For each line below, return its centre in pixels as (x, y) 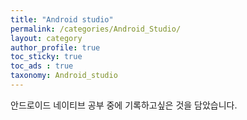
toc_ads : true (42, 66)
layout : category (46, 38)
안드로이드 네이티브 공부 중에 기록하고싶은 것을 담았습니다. (124, 105)
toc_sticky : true (46, 57)
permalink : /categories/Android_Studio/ (96, 29)
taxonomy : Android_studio (64, 76)
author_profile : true (55, 47)
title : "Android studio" (62, 19)
